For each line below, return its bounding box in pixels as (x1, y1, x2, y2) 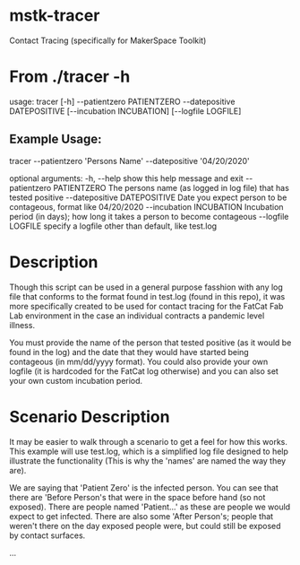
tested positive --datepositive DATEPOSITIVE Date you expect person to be (9, 192, 287, 203)
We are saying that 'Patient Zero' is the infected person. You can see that (9, 482, 279, 493)
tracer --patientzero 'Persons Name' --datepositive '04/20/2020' (9, 155, 251, 166)
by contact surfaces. (9, 530, 86, 541)
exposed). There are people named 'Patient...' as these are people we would (9, 501, 291, 512)
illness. (9, 319, 36, 330)
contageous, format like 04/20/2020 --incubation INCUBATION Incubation (9, 201, 284, 212)
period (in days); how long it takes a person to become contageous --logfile (9, 211, 289, 222)
